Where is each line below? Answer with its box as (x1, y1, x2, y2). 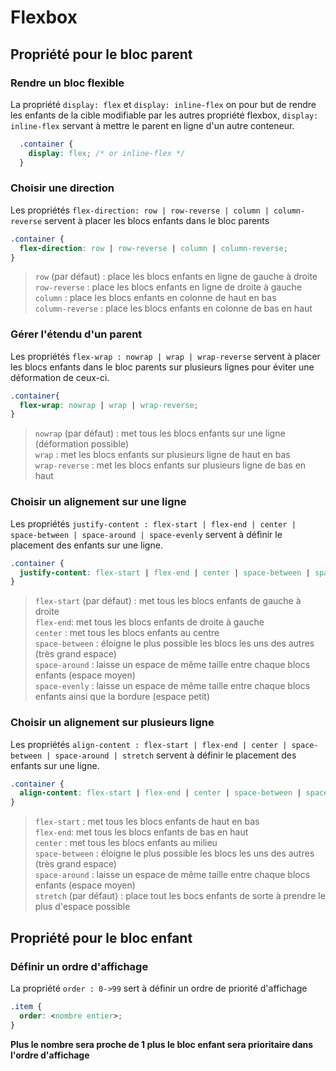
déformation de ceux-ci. (10, 371, 110, 383)
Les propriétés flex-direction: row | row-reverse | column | (10, 204, 270, 216)
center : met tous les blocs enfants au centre (34, 627, 220, 639)
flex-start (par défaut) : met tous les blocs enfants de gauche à (34, 595, 302, 607)
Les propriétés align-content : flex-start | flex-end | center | (10, 738, 288, 750)
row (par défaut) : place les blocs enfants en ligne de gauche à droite (34, 271, 318, 283)
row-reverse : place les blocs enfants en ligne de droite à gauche (34, 281, 302, 293)
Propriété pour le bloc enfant (10, 929, 193, 946)
